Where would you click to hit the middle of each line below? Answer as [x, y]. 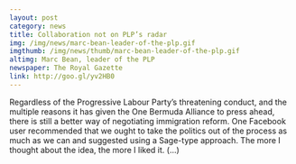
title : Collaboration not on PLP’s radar [88, 34]
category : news [38, 26]
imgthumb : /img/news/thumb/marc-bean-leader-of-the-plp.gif [125, 51]
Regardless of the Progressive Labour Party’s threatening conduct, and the [148, 102]
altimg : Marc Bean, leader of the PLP [82, 59]
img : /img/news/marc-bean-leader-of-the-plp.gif [102, 43]
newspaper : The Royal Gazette [66, 68]
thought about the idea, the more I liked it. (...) [95, 150]
